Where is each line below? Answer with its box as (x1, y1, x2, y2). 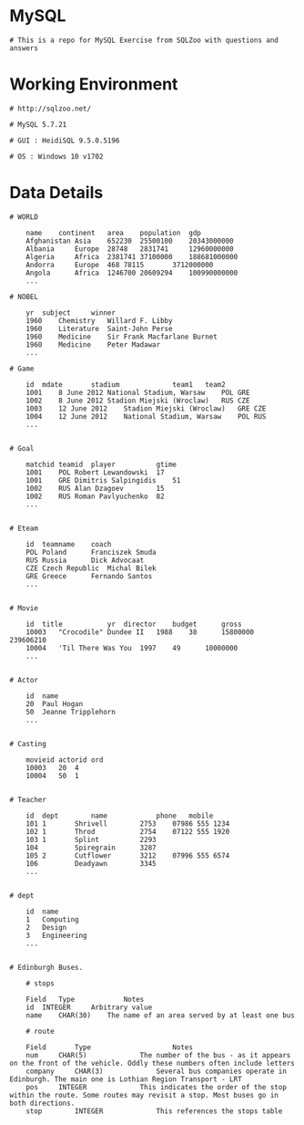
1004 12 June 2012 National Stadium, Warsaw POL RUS (25, 411, 267, 421)
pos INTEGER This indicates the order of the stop (25, 1082, 287, 1091)
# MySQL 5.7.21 (9, 120, 67, 129)
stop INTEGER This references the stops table (25, 1106, 283, 1116)
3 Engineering (25, 931, 88, 940)
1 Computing (25, 914, 79, 924)
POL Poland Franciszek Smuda (25, 547, 157, 557)
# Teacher (9, 795, 47, 804)
